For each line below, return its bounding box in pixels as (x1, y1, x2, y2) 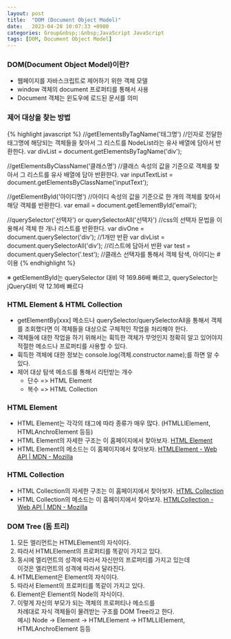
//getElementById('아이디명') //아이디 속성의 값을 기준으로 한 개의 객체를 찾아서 (7, 192, 221, 201)
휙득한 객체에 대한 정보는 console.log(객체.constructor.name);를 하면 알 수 (16, 351, 220, 359)
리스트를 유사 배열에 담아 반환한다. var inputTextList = (27, 170, 173, 179)
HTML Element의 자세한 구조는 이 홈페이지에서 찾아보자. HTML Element (16, 436, 213, 445)
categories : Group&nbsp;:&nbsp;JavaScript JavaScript (7, 29, 165, 37)
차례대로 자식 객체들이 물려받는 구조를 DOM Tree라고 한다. (16, 607, 175, 616)
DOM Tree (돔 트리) (7, 521, 70, 531)
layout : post (7, 10, 45, 17)
